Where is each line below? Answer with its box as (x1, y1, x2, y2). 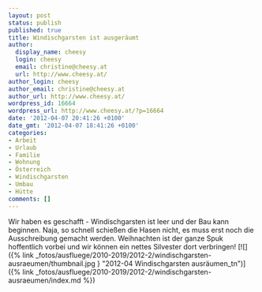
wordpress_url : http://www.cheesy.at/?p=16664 (8, 107, 164, 115)
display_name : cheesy (15, 48, 87, 56)
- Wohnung (8, 159, 41, 167)
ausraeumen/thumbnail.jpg (8, 258, 96, 268)
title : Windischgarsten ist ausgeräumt (8, 33, 140, 42)
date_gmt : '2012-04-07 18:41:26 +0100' (8, 122, 140, 129)
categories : (8, 129, 47, 137)
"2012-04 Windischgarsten (102, 258, 190, 268)
